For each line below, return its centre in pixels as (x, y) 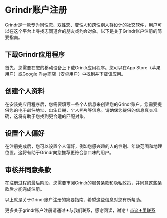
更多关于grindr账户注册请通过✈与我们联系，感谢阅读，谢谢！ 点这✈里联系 (80, 210)
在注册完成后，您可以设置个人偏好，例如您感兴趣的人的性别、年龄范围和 (79, 146)
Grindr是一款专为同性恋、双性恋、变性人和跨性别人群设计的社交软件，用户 (81, 25)
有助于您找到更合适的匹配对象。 (55, 116)
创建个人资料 (25, 91)
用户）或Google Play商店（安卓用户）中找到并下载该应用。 (65, 74)
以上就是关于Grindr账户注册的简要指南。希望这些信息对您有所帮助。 (75, 200)
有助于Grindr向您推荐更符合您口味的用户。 (70, 153)
